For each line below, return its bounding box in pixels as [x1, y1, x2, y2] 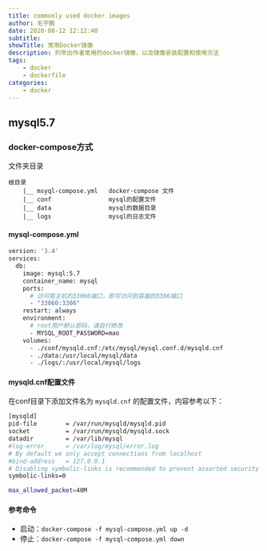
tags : [8, 57, 26, 65]
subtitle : [8, 34, 42, 42]
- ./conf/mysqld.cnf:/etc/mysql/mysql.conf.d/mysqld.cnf [29, 344, 224, 352]
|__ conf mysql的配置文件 [22, 195, 157, 204]
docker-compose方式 [8, 141, 94, 152]
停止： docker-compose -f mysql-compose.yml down [19, 534, 185, 544]
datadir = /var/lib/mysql [8, 435, 124, 443]
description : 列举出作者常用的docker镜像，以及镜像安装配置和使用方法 [8, 49, 220, 57]
